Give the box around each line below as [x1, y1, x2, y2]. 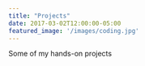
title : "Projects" [8, 11, 70, 20]
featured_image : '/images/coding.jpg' [8, 27, 139, 35]
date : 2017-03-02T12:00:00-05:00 [8, 19, 122, 27]
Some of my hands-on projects [8, 49, 112, 59]
